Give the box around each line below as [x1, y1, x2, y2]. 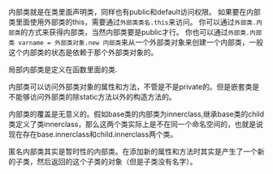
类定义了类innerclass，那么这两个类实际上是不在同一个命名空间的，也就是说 [8, 120, 264, 129]
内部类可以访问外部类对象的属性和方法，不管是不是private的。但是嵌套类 [8, 82, 253, 91]
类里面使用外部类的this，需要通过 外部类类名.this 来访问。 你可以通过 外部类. [8, 17, 257, 27]
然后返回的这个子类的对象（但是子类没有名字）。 [36, 157, 197, 166]
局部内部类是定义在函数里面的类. [8, 65, 118, 74]
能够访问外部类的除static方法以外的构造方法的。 [15, 92, 176, 101]
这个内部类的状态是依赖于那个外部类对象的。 [8, 48, 158, 57]
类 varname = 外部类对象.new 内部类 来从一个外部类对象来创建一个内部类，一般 [8, 37, 264, 47]
